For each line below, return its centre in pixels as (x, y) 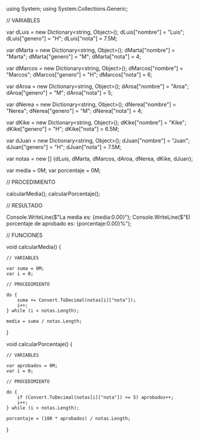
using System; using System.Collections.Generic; (67, 9)
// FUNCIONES (24, 235)
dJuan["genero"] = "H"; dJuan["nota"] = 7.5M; (64, 147)
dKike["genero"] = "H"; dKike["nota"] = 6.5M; (63, 129)
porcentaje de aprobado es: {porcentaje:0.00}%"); (69, 223)
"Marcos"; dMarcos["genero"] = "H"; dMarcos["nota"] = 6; (79, 74)
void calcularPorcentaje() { (39, 344)
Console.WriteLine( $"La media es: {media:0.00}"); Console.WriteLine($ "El (98, 217)
